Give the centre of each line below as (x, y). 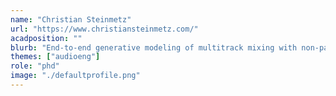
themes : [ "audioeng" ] (55, 57)
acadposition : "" (46, 38)
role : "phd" (35, 66)
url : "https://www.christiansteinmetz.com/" (104, 29)
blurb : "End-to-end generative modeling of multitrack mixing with (154, 47)
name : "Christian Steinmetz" (71, 19)
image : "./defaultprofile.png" (75, 76)
